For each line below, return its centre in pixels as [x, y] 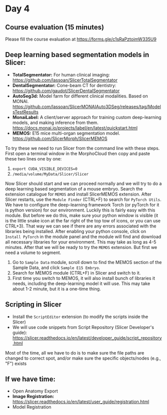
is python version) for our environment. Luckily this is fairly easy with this [80, 210]
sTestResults [25, 112]
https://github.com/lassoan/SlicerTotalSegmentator [65, 80]
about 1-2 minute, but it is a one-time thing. [57, 288]
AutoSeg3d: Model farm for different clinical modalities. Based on [80, 96]
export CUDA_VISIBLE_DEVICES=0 [45, 169]
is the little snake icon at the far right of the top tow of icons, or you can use [83, 220]
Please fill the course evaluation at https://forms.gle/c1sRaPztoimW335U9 [81, 39]
